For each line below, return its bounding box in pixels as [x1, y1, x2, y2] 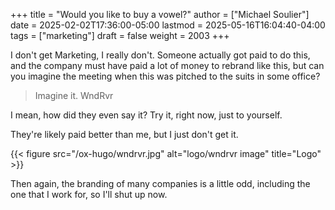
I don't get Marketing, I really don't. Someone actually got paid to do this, [10, 49, 311, 61]
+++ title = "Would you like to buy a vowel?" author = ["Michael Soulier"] [10, 9, 310, 20]
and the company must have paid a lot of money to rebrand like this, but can [10, 60, 325, 71]
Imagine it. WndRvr [34, 90, 114, 101]
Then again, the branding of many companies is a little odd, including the [10, 178, 311, 189]
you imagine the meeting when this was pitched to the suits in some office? [10, 70, 321, 82]
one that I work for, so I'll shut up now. [10, 189, 168, 200]
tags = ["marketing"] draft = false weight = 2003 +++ [10, 30, 230, 41]
